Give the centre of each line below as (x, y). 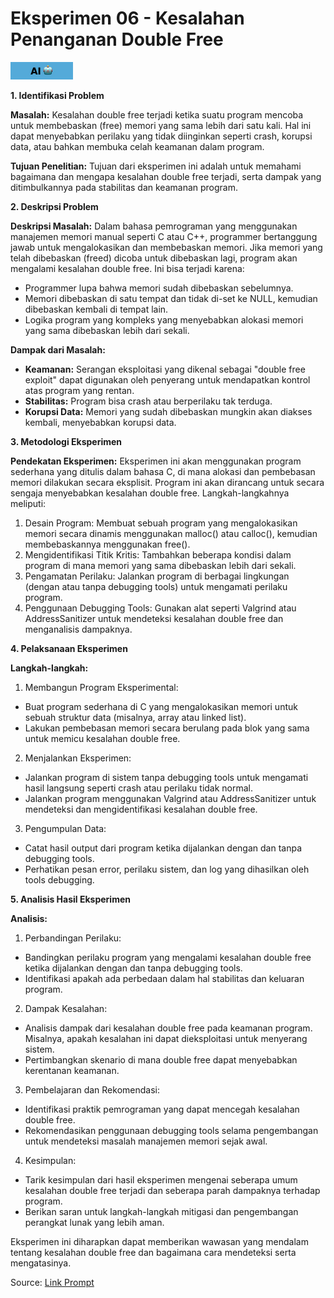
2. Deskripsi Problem (54, 206)
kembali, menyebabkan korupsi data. (100, 422)
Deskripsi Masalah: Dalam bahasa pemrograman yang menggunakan (154, 226)
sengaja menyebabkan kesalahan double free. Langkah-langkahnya (150, 493)
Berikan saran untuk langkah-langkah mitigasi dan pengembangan (161, 1211)
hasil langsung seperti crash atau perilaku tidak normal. (139, 788)
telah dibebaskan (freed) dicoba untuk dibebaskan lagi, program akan (154, 258)
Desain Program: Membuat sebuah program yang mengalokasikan (161, 523)
